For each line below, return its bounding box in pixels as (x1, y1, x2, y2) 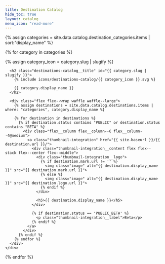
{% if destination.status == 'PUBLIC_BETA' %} (31, 211, 129, 216)
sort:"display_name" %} (5, 40, 53, 46)
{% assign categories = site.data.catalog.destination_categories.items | (5, 35, 150, 40)
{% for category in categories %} (5, 49, 73, 55)
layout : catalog (5, 16, 39, 21)
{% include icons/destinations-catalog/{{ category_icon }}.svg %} (14, 77, 156, 82)
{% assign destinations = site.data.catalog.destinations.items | (14, 103, 154, 108)
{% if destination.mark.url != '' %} (40, 159, 119, 164)
